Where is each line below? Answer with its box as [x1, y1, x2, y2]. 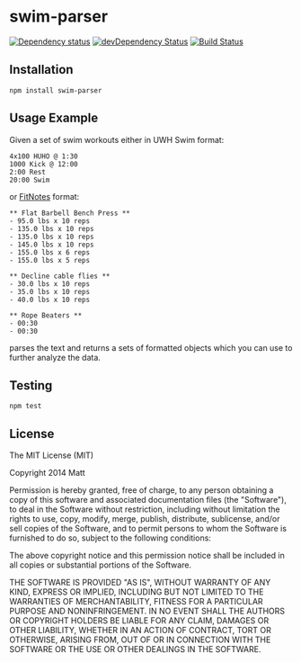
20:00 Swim [9, 175, 50, 184]
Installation [9, 62, 74, 77]
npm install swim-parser [9, 85, 102, 95]
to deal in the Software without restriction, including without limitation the [9, 504, 280, 514]
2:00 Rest [9, 167, 47, 176]
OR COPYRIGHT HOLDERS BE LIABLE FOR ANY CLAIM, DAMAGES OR [9, 615, 270, 626]
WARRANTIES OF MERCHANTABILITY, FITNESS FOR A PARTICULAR [9, 596, 263, 607]
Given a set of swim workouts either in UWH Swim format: [9, 134, 225, 145]
